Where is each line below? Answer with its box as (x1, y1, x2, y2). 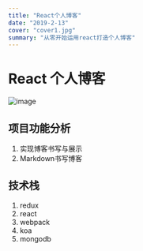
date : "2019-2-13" (8, 19, 69, 27)
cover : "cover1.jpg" (8, 26, 77, 34)
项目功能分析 (8, 122, 71, 135)
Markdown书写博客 (19, 154, 83, 163)
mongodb (19, 234, 51, 243)
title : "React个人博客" (8, 11, 81, 20)
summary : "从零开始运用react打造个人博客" (8, 33, 136, 42)
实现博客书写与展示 (19, 144, 83, 153)
